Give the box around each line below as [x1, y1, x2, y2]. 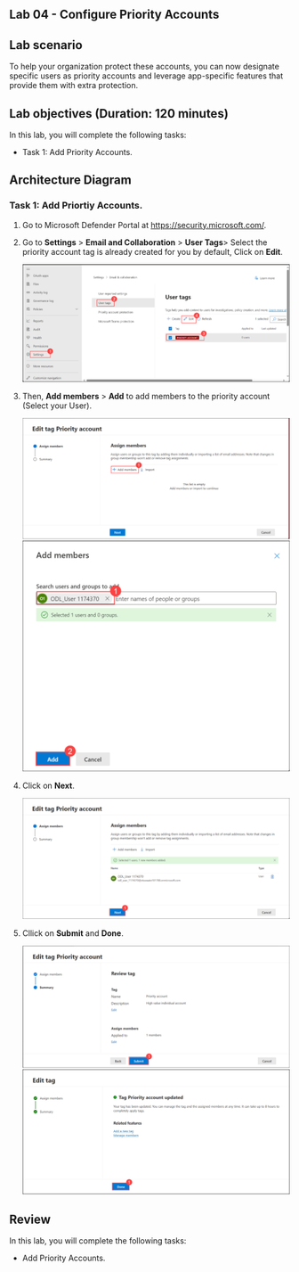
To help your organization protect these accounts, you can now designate [9, 62, 280, 72]
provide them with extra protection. [9, 80, 139, 91]
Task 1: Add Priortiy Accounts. [9, 200, 143, 212]
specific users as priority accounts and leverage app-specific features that [9, 70, 284, 81]
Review [9, 1211, 52, 1227]
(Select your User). [21, 400, 92, 411]
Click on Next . [21, 780, 76, 791]
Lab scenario [9, 37, 83, 53]
